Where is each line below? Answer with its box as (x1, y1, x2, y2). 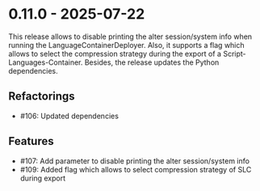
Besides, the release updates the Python (84, 57, 220, 67)
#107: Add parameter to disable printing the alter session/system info (19, 155, 250, 166)
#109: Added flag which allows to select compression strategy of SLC (19, 164, 252, 174)
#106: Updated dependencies (19, 111, 120, 121)
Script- (223, 49, 246, 58)
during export (19, 173, 66, 183)
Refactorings (8, 90, 75, 104)
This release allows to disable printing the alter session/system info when (8, 32, 253, 41)
